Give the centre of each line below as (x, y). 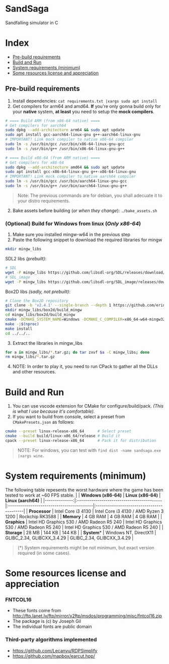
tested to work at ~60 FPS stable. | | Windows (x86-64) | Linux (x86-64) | (83, 495)
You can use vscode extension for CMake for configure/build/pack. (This (88, 406)
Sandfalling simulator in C (32, 23)
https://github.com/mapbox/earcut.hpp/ (54, 656)
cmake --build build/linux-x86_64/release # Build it (63, 436)
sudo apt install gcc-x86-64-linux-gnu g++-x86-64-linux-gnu (71, 172)
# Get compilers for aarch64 (36, 125)
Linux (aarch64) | (24, 500)
